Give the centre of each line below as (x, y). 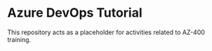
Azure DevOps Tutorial (75, 13)
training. (19, 39)
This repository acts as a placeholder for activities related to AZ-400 (106, 32)
